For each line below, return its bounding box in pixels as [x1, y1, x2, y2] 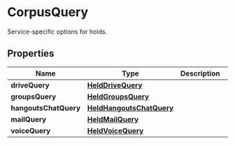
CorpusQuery [7, 4, 89, 20]
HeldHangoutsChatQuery [87, 103, 174, 113]
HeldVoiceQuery [87, 125, 144, 135]
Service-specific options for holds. [7, 27, 107, 36]
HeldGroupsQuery [87, 92, 150, 102]
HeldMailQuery [87, 114, 139, 124]
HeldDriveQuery [87, 80, 143, 90]
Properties [7, 48, 55, 60]
